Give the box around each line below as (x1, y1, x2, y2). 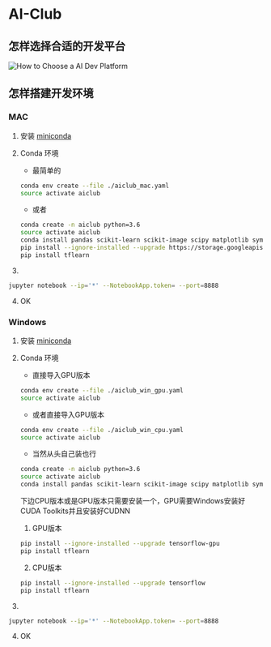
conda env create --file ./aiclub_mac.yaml (19, 182, 170, 190)
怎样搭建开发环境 (8, 87, 94, 101)
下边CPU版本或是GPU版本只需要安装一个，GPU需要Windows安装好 (19, 496, 246, 506)
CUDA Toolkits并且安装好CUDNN (19, 506, 131, 516)
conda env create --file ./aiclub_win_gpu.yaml (19, 386, 184, 394)
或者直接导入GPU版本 (32, 409, 105, 419)
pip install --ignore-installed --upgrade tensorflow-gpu (19, 540, 220, 548)
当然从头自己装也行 (32, 449, 97, 459)
